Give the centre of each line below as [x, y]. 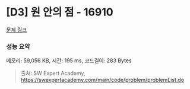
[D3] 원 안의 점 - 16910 [60, 12]
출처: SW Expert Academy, [53, 73]
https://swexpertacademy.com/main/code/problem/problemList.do [102, 80]
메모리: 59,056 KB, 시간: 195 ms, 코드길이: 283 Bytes [69, 61]
